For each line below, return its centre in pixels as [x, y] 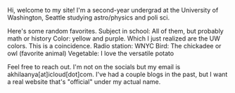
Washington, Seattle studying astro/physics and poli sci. [89, 17]
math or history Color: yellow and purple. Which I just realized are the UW [114, 38]
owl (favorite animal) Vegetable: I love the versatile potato [91, 53]
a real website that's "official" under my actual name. [84, 82]
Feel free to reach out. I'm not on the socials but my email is [94, 67]
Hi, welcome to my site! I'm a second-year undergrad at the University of [113, 10]
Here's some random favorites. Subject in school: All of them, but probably [115, 31]
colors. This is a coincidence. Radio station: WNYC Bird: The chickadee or [114, 46]
